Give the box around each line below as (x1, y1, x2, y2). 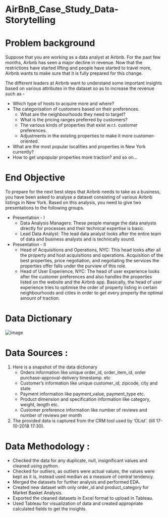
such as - (5, 91, 25, 97)
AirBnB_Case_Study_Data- (5, 4, 119, 15)
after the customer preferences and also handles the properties (20, 274, 152, 280)
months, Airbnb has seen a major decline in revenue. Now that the (5, 60, 143, 66)
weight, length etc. (20, 401, 59, 407)
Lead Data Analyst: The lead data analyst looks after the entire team (20, 231, 161, 237)
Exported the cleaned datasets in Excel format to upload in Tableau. (12, 495, 154, 501)
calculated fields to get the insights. (12, 505, 87, 511)
